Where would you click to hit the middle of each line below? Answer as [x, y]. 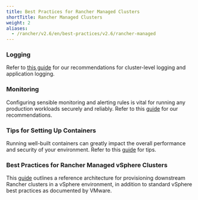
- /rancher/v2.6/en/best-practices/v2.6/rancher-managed [84, 34]
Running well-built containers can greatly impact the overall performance [96, 143]
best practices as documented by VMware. [59, 190]
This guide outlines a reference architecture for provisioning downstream [96, 178]
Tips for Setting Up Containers [51, 130]
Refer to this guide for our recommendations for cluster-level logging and [96, 68]
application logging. [30, 74]
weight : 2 [18, 23]
